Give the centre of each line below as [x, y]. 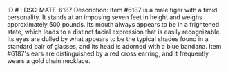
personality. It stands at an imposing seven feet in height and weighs [105, 17]
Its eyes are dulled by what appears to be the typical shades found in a [108, 39]
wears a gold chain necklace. [49, 61]
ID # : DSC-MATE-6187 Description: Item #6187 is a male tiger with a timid [112, 10]
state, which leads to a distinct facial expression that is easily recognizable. [114, 32]
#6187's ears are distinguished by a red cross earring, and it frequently [108, 53]
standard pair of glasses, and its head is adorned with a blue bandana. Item [114, 46]
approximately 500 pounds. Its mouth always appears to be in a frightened [113, 24]
